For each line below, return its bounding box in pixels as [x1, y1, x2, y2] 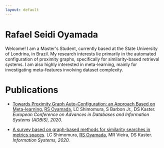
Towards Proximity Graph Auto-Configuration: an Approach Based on [12, 100, 155, 106]
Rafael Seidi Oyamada [5, 28, 98, 40]
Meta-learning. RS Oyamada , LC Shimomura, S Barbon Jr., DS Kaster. [12, 106, 156, 112]
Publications [5, 84, 58, 95]
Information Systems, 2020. [12, 137, 70, 143]
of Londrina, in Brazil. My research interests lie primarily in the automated [5, 50, 156, 56]
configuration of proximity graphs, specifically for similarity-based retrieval [5, 56, 159, 62]
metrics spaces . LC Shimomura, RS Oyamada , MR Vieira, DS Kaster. [12, 131, 152, 137]
